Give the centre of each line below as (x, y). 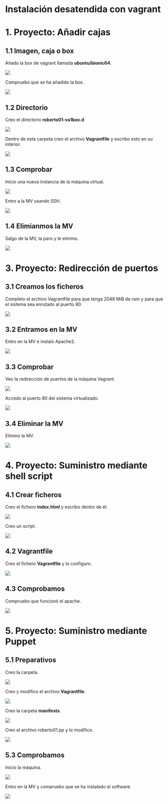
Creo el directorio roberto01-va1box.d (45, 120)
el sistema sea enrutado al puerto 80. (44, 304)
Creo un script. (21, 526)
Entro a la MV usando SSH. (33, 201)
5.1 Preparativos (31, 660)
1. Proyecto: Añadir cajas (58, 33)
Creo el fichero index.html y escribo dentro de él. (56, 507)
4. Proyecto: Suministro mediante (76, 466)
